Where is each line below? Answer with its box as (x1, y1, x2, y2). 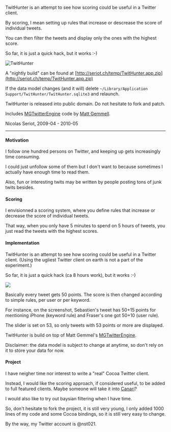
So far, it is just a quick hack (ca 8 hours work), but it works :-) (5, 272, 136, 278)
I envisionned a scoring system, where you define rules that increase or (5, 207, 155, 213)
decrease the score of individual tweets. (5, 213, 90, 219)
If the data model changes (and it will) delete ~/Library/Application (5, 85, 148, 91)
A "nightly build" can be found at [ (5, 70, 77, 76)
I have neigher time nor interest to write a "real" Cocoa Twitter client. (5, 370, 150, 376)
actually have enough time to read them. (5, 169, 90, 175)
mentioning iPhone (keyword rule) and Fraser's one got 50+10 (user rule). (5, 312, 159, 318)
